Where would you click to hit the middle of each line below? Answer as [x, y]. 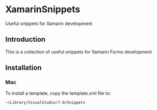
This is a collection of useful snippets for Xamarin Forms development [78, 51]
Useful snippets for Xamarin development [49, 23]
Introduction [25, 39]
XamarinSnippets [43, 9]
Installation [23, 68]
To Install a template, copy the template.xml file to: [58, 93]
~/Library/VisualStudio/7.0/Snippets [45, 103]
